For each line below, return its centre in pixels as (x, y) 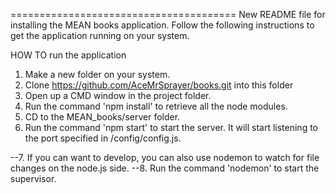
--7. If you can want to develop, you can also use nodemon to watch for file (165, 157)
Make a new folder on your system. (97, 74)
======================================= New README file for (168, 14)
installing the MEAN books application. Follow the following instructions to (162, 25)
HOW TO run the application (68, 55)
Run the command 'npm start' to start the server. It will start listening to (171, 127)
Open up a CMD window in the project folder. (118, 95)
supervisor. (33, 178)
